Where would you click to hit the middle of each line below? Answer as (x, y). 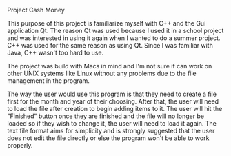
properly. (20, 145)
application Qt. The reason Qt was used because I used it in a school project (115, 31)
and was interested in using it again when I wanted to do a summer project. (114, 38)
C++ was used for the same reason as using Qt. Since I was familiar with (110, 45)
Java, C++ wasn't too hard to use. (56, 52)
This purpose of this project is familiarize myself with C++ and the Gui (107, 23)
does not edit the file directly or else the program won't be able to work (108, 138)
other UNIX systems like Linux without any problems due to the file (102, 73)
